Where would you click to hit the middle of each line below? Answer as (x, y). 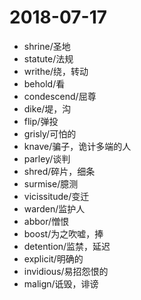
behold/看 (44, 83)
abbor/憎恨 (46, 221)
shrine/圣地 (47, 46)
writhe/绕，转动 (56, 71)
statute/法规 (48, 58)
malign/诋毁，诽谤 (61, 283)
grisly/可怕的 (50, 133)
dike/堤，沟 (47, 108)
